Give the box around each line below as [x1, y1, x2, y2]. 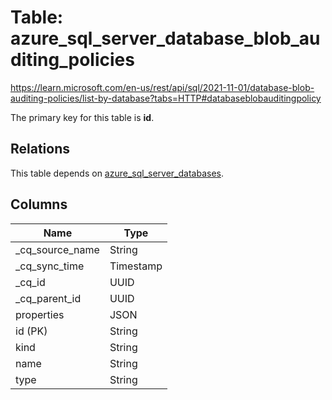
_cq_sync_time [15, 259, 85, 273]
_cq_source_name [15, 242, 100, 256]
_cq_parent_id [15, 291, 82, 305]
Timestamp [109, 259, 163, 273]
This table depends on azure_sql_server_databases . [10, 167, 225, 179]
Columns [10, 196, 68, 213]
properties [15, 307, 65, 321]
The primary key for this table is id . [10, 111, 155, 123]
